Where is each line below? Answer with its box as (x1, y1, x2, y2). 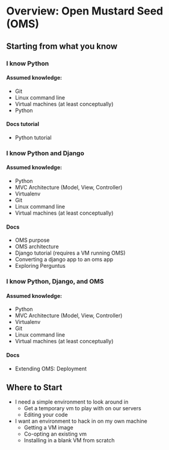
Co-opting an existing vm (23, 430, 87, 438)
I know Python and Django (6, 149, 84, 157)
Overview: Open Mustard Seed (6, 4, 164, 18)
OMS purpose (14, 236, 50, 244)
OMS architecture (14, 243, 59, 250)
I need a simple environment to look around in (14, 398, 129, 405)
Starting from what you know (6, 41, 118, 51)
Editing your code (23, 411, 68, 419)
